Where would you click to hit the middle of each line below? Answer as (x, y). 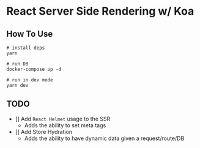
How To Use (30, 34)
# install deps (26, 48)
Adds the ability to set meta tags (65, 125)
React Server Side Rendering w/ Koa (100, 11)
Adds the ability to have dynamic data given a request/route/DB (104, 138)
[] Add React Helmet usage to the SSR (63, 119)
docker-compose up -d (34, 69)
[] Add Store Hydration (44, 131)
